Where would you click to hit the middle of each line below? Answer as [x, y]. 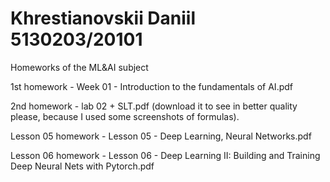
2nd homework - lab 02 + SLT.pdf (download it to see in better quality [154, 106]
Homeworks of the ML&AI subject [79, 67]
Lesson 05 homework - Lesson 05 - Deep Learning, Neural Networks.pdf [161, 136]
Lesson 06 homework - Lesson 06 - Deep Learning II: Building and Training [165, 155]
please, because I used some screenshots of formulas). [125, 116]
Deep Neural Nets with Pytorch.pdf [82, 166]
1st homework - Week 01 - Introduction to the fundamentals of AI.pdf [151, 86]
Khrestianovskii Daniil [103, 18]
